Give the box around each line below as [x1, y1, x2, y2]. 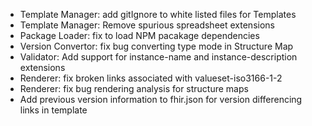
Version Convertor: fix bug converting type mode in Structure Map [19, 40, 294, 52]
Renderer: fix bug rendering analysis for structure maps [19, 83, 249, 94]
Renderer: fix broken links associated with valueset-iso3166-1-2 [19, 72, 283, 84]
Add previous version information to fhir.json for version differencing [19, 94, 303, 105]
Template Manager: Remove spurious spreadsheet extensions [19, 19, 275, 31]
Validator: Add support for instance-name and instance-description [19, 51, 298, 63]
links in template [19, 104, 88, 116]
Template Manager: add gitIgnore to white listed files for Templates [19, 9, 297, 20]
